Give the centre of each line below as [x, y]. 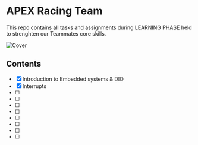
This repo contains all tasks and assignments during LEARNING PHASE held [99, 27]
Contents [24, 64]
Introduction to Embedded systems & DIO [73, 79]
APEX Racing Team [54, 11]
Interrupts [34, 86]
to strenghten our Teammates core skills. [56, 33]
